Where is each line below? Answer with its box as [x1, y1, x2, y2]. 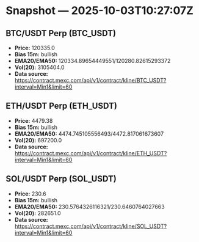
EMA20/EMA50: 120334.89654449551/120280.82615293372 [14, 57, 171, 64]
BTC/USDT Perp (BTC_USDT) [5, 28, 117, 38]
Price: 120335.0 [14, 44, 56, 51]
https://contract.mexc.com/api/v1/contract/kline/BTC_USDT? [14, 77, 167, 84]
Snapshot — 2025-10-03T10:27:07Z [5, 4, 194, 18]
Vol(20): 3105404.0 [14, 64, 65, 71]
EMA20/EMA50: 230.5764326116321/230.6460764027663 [14, 203, 165, 210]
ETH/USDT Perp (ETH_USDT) [5, 101, 117, 111]
